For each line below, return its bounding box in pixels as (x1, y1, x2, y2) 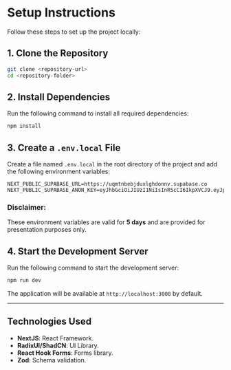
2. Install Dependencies (7, 91, 111, 102)
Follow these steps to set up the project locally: (7, 28, 141, 36)
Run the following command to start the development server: (7, 263, 179, 272)
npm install (7, 122, 41, 130)
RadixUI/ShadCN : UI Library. (16, 341, 100, 349)
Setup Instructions (7, 5, 115, 21)
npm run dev (7, 277, 41, 284)
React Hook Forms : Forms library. (16, 349, 113, 357)
